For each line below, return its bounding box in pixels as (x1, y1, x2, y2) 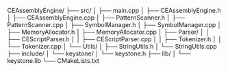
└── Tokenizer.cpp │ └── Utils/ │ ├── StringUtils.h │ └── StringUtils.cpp (7, 43, 217, 50)
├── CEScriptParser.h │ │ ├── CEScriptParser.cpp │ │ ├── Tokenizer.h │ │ (7, 35, 223, 43)
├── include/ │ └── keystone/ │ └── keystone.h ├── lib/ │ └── (7, 49, 191, 57)
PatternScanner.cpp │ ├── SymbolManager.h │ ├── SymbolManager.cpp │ (7, 21, 222, 28)
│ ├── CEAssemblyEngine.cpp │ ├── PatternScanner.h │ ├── (7, 14, 185, 22)
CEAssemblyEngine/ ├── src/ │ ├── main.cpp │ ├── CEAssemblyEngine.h (7, 7, 221, 14)
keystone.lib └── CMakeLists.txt (7, 57, 99, 64)
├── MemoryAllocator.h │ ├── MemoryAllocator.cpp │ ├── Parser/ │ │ (7, 28, 210, 36)
